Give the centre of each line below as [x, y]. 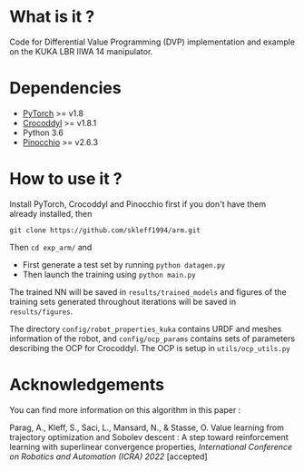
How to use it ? [66, 179]
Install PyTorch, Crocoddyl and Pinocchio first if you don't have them [138, 204]
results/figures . [41, 311]
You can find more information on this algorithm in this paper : [125, 409]
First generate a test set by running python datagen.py [123, 264]
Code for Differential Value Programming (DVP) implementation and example [152, 42]
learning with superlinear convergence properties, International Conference [151, 446]
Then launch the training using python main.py [109, 274]
